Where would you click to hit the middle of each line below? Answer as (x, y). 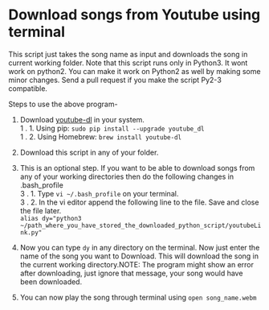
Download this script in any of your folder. (89, 152)
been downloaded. (51, 281)
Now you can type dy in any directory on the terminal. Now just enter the (140, 247)
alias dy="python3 (51, 218)
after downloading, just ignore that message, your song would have (131, 273)
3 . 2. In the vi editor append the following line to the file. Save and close (139, 202)
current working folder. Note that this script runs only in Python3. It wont (128, 63)
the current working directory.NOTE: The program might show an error (137, 264)
